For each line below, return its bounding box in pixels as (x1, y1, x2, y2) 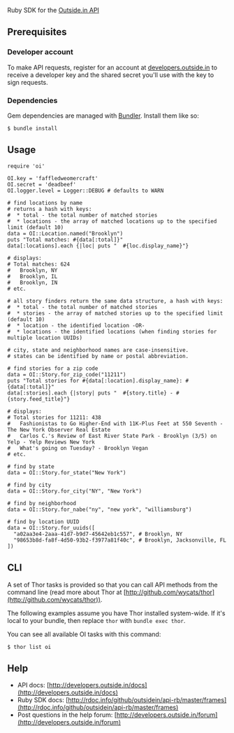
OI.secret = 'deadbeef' (7, 181, 77, 188)
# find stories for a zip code (7, 364, 98, 372)
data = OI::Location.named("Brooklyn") (7, 230, 124, 237)
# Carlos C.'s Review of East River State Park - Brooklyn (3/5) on (7, 432, 217, 439)
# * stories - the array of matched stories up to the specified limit (7, 310, 224, 317)
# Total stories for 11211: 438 (7, 413, 101, 421)
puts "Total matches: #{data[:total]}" (7, 236, 124, 243)
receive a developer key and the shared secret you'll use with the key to (7, 70, 214, 79)
